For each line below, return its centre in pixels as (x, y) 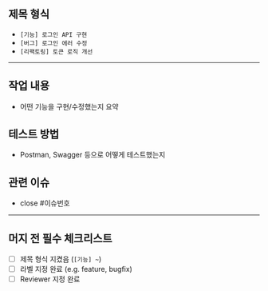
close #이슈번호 (45, 203)
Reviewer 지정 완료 (50, 279)
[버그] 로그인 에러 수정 (53, 43)
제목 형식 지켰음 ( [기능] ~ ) (61, 259)
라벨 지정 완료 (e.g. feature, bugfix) (76, 269)
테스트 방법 (34, 134)
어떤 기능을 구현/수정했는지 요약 (69, 106)
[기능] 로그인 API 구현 (53, 34)
